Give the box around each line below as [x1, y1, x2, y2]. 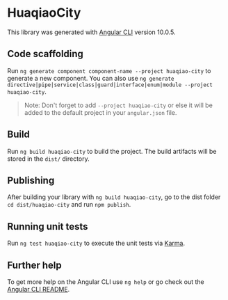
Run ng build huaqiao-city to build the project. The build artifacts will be [7, 147, 217, 155]
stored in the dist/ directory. [7, 155, 90, 163]
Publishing [7, 174, 55, 186]
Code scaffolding [7, 48, 83, 60]
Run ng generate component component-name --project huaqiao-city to [7, 66, 211, 74]
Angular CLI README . [7, 285, 70, 293]
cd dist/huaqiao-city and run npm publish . [7, 200, 131, 209]
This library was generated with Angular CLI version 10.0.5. [7, 28, 176, 36]
